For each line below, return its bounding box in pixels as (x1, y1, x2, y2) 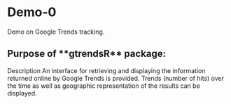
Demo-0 (7, 4, 57, 20)
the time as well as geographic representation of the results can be (7, 82, 201, 90)
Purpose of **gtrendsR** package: (7, 48, 167, 60)
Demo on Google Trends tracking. (7, 27, 105, 36)
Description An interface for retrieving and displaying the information (7, 66, 206, 74)
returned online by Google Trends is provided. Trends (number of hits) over (7, 74, 225, 82)
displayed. (7, 89, 37, 97)
